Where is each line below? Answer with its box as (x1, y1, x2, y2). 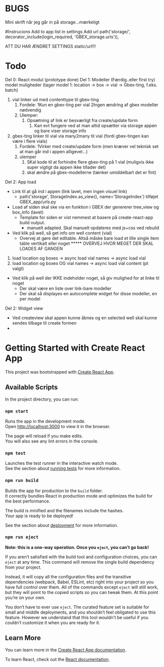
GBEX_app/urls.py (19, 199, 56, 205)
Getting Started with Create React (5, 342, 145, 354)
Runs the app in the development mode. (5, 418, 86, 424)
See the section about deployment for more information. (5, 522, 118, 528)
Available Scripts (5, 383, 58, 392)
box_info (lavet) (12, 209, 44, 215)
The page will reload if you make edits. (5, 433, 83, 439)
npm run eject (5, 534, 39, 540)
